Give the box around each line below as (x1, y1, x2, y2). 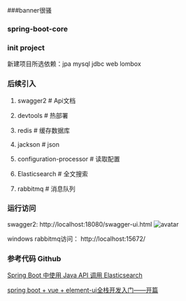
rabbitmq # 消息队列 (17, 185, 76, 193)
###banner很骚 (7, 6, 52, 14)
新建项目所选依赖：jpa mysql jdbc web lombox (7, 60, 141, 68)
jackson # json (17, 140, 59, 149)
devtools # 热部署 (17, 111, 69, 119)
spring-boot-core (7, 24, 69, 34)
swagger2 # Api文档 (17, 96, 76, 105)
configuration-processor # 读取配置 (17, 154, 120, 163)
